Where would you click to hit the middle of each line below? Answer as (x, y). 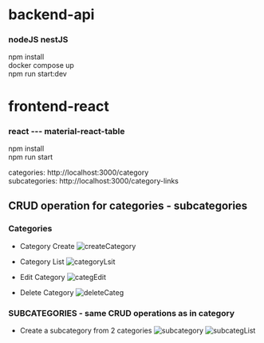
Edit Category (42, 277)
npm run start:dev (38, 74)
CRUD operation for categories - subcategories (128, 206)
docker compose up (41, 65)
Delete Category (47, 292)
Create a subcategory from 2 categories (86, 330)
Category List (42, 262)
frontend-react (59, 106)
